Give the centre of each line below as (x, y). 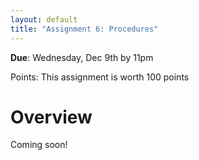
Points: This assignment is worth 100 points (100, 77)
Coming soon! (39, 145)
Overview (51, 117)
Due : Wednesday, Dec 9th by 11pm (82, 57)
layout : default (44, 19)
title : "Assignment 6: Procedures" (84, 29)
